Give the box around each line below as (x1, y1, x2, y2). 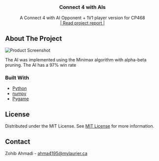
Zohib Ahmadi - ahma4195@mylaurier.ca (5, 151, 87, 157)
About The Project (5, 34, 62, 43)
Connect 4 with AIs (59, 3, 106, 10)
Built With (5, 75, 29, 81)
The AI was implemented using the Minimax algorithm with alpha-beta (5, 57, 147, 63)
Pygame (12, 96, 29, 102)
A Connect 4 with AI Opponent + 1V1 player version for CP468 (20, 15, 145, 21)
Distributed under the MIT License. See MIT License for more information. (5, 123, 155, 129)
